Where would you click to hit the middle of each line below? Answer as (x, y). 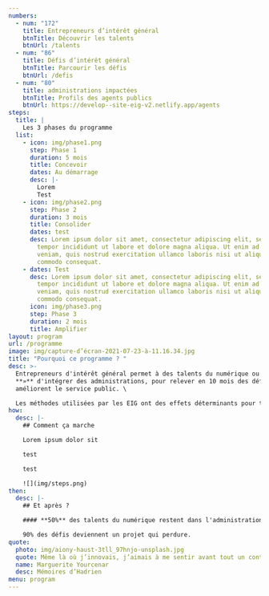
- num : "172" (37, 23)
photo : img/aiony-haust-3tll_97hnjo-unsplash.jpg (100, 549)
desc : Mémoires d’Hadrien (59, 572)
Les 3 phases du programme (68, 128)
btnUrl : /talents (52, 46)
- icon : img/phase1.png (62, 142)
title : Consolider (60, 225)
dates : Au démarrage (64, 172)
